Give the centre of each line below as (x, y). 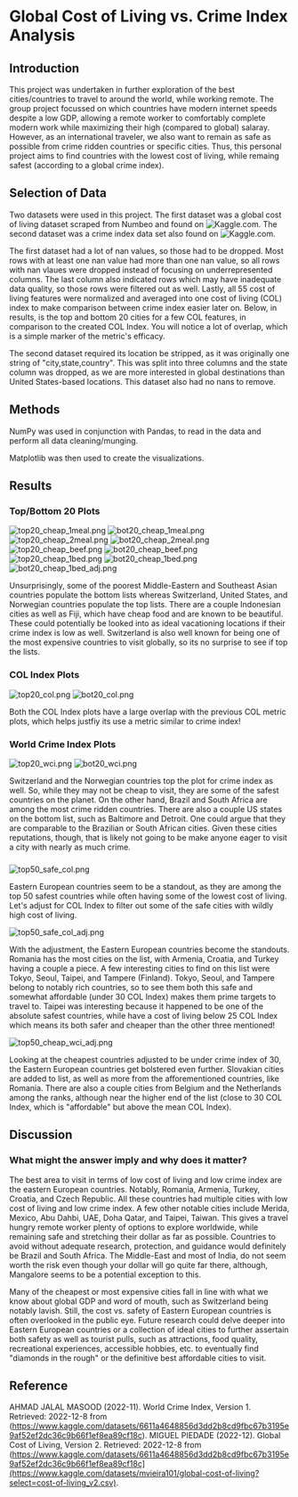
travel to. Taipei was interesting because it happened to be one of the (137, 1006)
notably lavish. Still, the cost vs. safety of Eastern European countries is (141, 1310)
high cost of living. (43, 915)
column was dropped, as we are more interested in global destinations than (147, 372)
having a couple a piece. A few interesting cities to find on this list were (140, 968)
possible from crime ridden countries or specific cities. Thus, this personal (145, 146)
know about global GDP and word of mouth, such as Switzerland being (139, 1301)
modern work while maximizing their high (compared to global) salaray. (139, 127)
